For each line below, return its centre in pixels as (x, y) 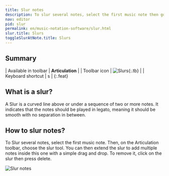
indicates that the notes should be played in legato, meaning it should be (80, 109)
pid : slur (16, 24)
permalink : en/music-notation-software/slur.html (58, 29)
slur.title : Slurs (24, 33)
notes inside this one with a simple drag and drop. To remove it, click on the (83, 153)
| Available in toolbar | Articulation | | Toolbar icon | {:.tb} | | (75, 71)
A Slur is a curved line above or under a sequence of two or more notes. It (82, 104)
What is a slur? (29, 92)
